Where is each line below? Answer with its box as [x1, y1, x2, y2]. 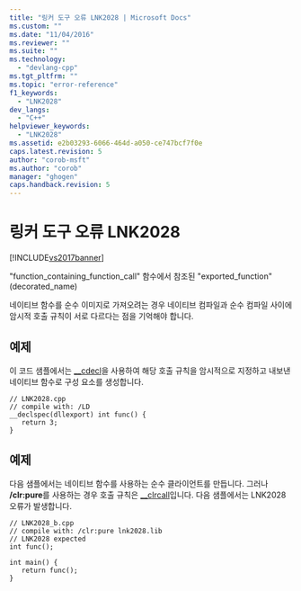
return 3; [21, 417, 58, 427]
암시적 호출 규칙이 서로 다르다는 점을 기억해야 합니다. [9, 311, 194, 322]
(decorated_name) [9, 281, 78, 292]
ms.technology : [9, 55, 66, 64]
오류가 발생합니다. [9, 500, 73, 511]
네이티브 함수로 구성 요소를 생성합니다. [9, 376, 144, 387]
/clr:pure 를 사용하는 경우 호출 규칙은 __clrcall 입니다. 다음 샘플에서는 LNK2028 [9, 489, 287, 500]
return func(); [21, 566, 78, 575]
